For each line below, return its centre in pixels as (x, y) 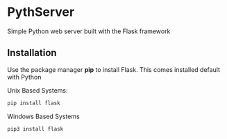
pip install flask (34, 103)
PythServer (41, 12)
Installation (32, 53)
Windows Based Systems (43, 116)
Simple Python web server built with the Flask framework (89, 31)
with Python (24, 77)
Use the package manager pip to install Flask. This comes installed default (114, 69)
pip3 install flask (35, 129)
